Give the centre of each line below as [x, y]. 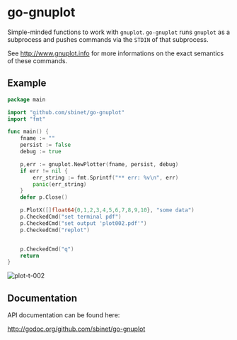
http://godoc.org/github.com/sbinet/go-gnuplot [76, 329]
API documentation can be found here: [64, 315]
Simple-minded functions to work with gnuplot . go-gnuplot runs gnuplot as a [119, 32]
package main [27, 99]
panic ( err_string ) [60, 184]
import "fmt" [27, 119]
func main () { [28, 132]
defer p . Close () [44, 197]
